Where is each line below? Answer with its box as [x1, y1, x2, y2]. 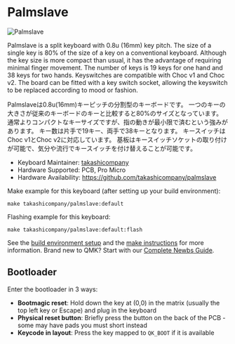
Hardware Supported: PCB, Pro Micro [17, 166, 126, 174]
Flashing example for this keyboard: [7, 212, 111, 221]
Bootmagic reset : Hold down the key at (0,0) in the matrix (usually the [17, 298, 220, 307]
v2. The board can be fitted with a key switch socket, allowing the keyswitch [7, 78, 228, 86]
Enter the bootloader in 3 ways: [7, 285, 98, 293]
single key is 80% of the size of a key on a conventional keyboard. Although [7, 48, 227, 57]
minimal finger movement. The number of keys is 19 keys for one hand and [7, 63, 223, 72]
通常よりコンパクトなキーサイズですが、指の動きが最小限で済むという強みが [7, 117, 228, 126]
